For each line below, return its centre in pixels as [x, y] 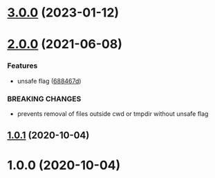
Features [22, 66]
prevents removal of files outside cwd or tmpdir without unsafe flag [113, 113]
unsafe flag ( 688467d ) [49, 81]
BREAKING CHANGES [44, 99]
